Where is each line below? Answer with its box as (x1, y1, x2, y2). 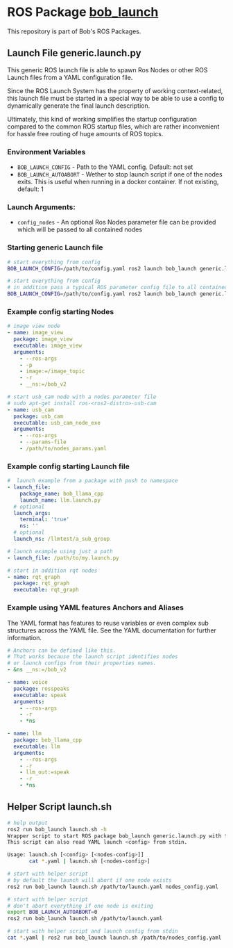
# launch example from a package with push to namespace (7, 477, 178, 484)
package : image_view (13, 336, 73, 343)
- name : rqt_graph (7, 573, 60, 580)
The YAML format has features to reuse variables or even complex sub (7, 619, 209, 627)
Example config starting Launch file (7, 461, 130, 471)
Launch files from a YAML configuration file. (7, 73, 133, 81)
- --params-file (19, 439, 67, 446)
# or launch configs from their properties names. (7, 660, 157, 667)
